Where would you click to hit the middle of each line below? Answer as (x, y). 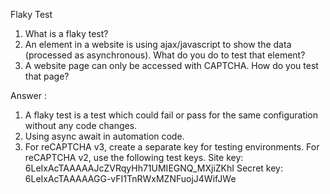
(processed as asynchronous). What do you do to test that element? (165, 55)
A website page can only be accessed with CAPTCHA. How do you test (171, 65)
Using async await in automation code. (104, 136)
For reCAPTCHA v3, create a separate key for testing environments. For (172, 147)
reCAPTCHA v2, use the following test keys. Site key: (134, 157)
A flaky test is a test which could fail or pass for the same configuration (171, 115)
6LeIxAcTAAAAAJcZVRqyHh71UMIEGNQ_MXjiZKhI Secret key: (153, 168)
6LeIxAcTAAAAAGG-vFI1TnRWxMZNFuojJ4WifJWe (130, 178)
